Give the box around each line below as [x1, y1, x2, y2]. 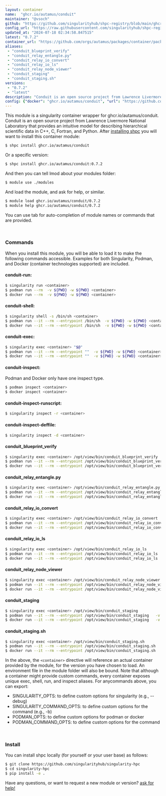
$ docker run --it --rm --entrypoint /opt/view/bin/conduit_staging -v [5, 617, 161, 622]
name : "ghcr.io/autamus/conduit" [5, 12, 77, 17]
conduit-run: [5, 272, 32, 278]
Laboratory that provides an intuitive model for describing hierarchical [5, 123, 147, 129]
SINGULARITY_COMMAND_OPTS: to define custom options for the [12, 704, 148, 710]
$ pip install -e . [5, 771, 45, 776]
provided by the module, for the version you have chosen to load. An [5, 662, 145, 669]
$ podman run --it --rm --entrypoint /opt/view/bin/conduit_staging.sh [5, 644, 156, 649]
